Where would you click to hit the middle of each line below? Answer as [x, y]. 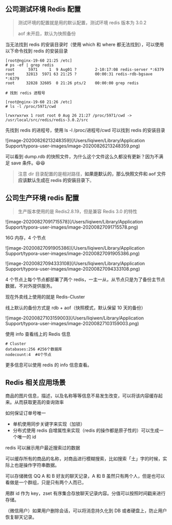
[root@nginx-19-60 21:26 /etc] [39, 102]
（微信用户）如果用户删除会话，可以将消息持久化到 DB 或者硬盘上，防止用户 [86, 511]
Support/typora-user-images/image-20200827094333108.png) [73, 269]
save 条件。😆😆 [28, 163]
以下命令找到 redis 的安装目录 [37, 51]
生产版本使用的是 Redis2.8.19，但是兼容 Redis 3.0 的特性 [78, 211]
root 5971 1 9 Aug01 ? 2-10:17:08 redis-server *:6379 [85, 69]
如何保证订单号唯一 [26, 413]
